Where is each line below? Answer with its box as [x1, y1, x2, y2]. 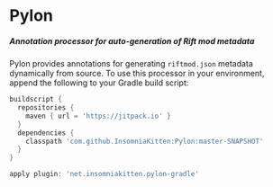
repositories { [17, 103, 75, 112]
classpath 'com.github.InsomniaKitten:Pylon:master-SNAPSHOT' [25, 137, 264, 146]
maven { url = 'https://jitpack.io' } [25, 111, 171, 120]
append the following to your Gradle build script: [9, 77, 189, 88]
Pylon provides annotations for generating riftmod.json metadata [9, 58, 254, 69]
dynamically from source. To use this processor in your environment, [9, 68, 265, 79]
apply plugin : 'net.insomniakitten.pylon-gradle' [9, 170, 200, 179]
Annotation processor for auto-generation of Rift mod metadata [9, 35, 255, 46]
